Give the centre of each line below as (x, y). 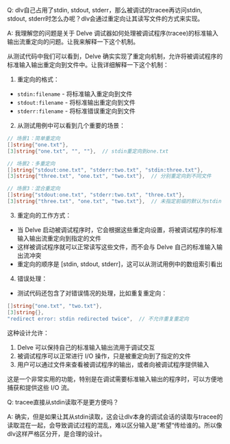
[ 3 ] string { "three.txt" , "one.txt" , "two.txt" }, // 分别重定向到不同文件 (109, 177)
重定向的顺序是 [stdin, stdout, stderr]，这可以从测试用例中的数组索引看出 (119, 264)
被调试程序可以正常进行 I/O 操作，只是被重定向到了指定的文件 (104, 356)
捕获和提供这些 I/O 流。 (40, 387)
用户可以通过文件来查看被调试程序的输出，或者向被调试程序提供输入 (113, 364)
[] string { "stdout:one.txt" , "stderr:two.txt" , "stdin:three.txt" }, (105, 170)
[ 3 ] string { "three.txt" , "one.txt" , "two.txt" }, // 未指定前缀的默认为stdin (114, 201)
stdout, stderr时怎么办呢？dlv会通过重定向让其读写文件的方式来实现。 (105, 18)
